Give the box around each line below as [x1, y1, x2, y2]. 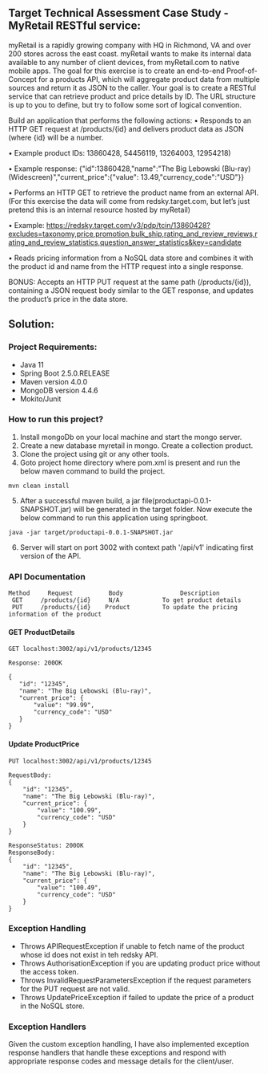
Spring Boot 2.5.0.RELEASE [19, 368, 110, 378]
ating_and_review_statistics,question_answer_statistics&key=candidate [8, 237, 242, 247]
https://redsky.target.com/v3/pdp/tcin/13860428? [46, 220, 210, 230]
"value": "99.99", [33, 702, 94, 710]
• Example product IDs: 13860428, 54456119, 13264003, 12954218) [8, 148, 231, 157]
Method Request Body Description [8, 589, 220, 597]
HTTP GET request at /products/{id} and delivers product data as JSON [8, 124, 244, 133]
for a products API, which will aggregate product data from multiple [38, 74, 260, 83]
